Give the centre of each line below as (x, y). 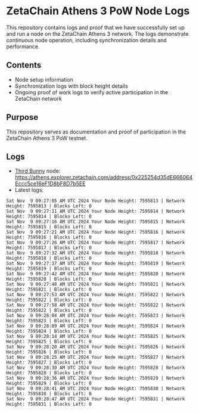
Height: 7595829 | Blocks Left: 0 (49, 383)
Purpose (22, 117)
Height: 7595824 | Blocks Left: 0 (49, 331)
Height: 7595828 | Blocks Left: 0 (49, 373)
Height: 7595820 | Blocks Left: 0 (49, 279)
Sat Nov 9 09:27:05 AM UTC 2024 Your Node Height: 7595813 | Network (96, 201)
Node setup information (44, 79)
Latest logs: (29, 190)
